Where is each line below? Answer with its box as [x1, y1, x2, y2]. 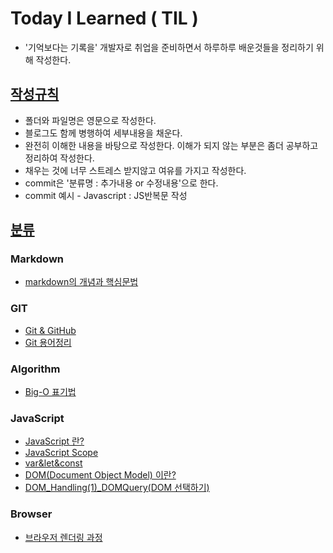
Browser [10, 507, 53, 521]
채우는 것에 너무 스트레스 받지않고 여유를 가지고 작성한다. [24, 164, 247, 176]
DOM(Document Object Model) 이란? [24, 469, 177, 481]
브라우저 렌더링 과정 [24, 531, 103, 543]
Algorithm [10, 362, 61, 376]
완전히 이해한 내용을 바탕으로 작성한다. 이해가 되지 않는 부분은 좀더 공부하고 [24, 139, 319, 151]
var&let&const [24, 457, 83, 469]
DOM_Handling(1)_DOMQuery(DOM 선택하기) [24, 482, 210, 494]
